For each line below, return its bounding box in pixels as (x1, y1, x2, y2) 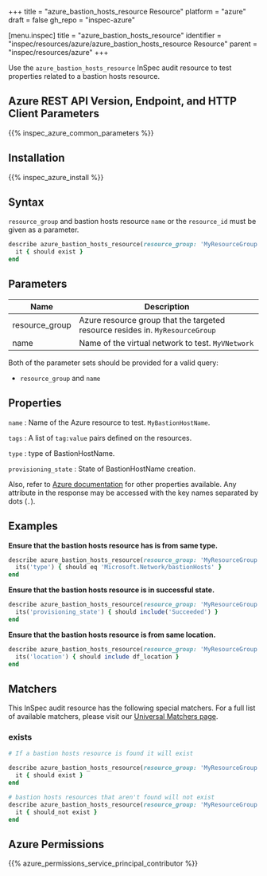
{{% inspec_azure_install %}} (8, 172, 104, 182)
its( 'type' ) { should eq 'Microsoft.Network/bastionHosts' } (15, 564, 222, 572)
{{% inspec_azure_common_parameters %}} (8, 128, 154, 138)
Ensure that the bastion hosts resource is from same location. (8, 630, 216, 639)
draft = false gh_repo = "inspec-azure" (8, 15, 135, 25)
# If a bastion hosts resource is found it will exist (8, 749, 194, 758)
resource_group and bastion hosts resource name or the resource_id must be (8, 217, 257, 226)
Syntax (8, 195, 44, 210)
